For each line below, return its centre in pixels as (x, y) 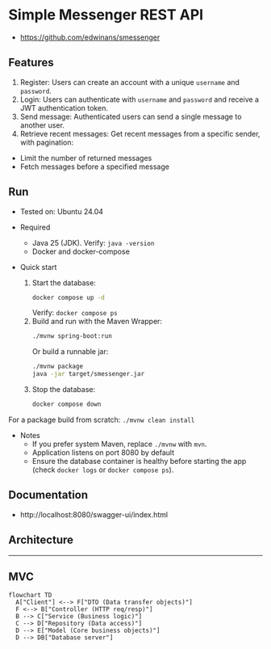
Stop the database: (63, 390)
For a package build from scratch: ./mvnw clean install (102, 419)
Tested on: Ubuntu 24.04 (61, 211)
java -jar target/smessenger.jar (88, 374)
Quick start (38, 267)
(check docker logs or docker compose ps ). (103, 470)
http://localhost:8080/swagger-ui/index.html (94, 514)
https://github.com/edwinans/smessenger (90, 37)
